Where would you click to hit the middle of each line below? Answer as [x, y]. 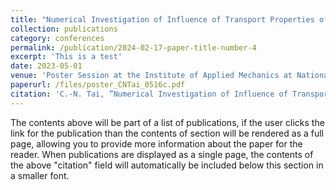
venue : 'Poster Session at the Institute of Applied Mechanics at [151, 76]
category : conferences [57, 38]
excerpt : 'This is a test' [66, 57]
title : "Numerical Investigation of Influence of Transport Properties [162, 19]
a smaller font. [40, 175]
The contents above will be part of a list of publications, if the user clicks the [167, 122]
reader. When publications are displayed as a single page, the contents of [162, 154]
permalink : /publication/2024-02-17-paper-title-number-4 [133, 47]
